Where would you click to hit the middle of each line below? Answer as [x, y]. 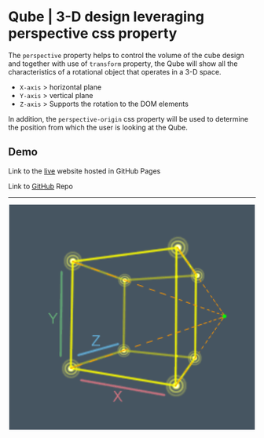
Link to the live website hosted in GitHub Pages [84, 171]
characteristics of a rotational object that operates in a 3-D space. [115, 71]
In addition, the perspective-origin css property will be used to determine [128, 119]
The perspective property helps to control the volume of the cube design [126, 55]
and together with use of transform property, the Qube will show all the [123, 64]
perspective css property [93, 33]
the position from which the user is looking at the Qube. [98, 127]
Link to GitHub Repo [40, 186]
